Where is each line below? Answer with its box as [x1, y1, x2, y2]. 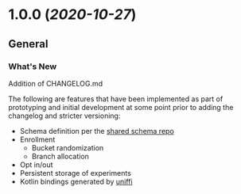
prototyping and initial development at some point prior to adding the [8, 102, 234, 112]
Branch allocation [31, 151, 90, 161]
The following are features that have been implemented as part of [8, 93, 224, 104]
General [8, 37, 49, 51]
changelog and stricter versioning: [8, 111, 121, 120]
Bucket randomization [31, 143, 104, 152]
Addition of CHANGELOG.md [8, 78, 103, 88]
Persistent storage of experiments [19, 168, 131, 177]
